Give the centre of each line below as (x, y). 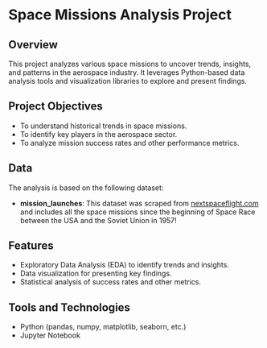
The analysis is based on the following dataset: (86, 188)
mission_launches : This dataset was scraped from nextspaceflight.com (139, 203)
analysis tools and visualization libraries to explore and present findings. (128, 81)
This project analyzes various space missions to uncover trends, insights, (130, 64)
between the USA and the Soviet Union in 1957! (98, 220)
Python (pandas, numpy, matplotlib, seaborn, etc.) (103, 327)
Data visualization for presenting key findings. (96, 273)
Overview (33, 45)
